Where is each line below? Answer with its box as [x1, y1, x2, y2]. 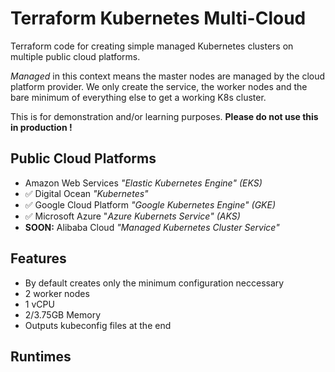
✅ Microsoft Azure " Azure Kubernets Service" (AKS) [24, 210, 241, 222]
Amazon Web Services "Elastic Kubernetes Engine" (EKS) [24, 177, 263, 189]
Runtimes [10, 348, 72, 365]
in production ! [10, 121, 73, 133]
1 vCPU [24, 298, 55, 310]
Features [10, 250, 67, 267]
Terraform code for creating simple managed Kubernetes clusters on [10, 40, 294, 52]
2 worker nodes [24, 287, 90, 299]
